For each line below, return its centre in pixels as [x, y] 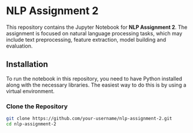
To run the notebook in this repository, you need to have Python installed [94, 78]
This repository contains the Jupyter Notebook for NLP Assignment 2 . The [97, 27]
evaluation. [19, 46]
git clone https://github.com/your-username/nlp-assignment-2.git [89, 119]
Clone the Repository [37, 106]
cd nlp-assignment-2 [31, 124]
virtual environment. [30, 91]
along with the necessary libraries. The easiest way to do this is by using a [96, 85]
